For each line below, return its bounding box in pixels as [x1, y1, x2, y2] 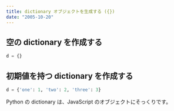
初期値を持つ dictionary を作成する [6, 71, 133, 81]
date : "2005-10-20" [6, 14, 54, 20]
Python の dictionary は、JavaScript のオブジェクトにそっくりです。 [6, 98, 172, 105]
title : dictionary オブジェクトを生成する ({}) [6, 8, 115, 15]
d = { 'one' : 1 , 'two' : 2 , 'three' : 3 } [6, 87, 101, 93]
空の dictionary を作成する [6, 37, 103, 47]
